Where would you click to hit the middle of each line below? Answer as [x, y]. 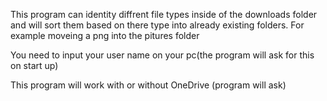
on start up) [34, 65]
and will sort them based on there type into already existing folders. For [157, 25]
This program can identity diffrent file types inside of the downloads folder [164, 14]
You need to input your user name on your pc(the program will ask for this [162, 55]
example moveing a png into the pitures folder [105, 35]
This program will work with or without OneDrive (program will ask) [148, 85]
